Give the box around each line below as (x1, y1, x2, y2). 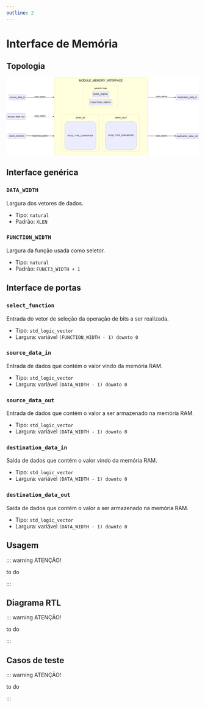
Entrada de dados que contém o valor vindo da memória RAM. (6, 362, 163, 369)
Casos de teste (6, 655, 65, 666)
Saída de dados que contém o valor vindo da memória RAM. (6, 457, 157, 464)
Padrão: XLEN (15, 218, 48, 225)
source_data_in (6, 349, 52, 357)
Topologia (6, 61, 46, 71)
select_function (6, 302, 55, 309)
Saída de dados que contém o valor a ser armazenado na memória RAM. (6, 504, 189, 511)
